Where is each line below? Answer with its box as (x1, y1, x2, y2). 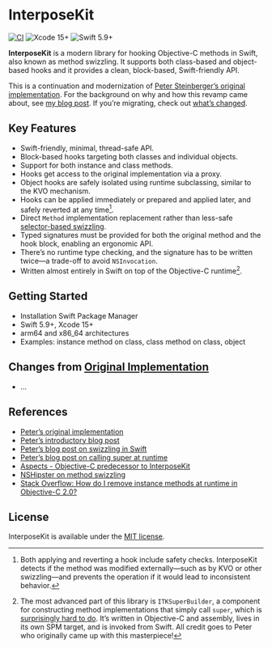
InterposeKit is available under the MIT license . (8, 532, 165, 541)
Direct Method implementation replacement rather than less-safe (19, 213, 233, 223)
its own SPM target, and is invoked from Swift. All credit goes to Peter (19, 622, 253, 632)
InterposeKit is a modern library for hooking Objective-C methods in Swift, (8, 48, 258, 57)
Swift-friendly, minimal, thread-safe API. (19, 143, 155, 153)
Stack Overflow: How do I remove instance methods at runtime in (19, 478, 238, 488)
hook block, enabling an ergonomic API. (19, 239, 154, 248)
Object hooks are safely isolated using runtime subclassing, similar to (19, 177, 252, 187)
